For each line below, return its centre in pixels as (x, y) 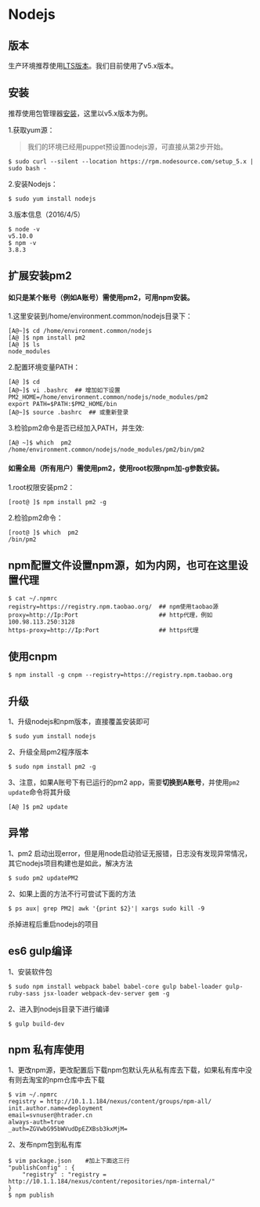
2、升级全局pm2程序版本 (48, 752)
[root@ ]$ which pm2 (43, 532)
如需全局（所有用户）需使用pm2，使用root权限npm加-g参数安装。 (116, 468)
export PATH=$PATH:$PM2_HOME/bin (63, 404)
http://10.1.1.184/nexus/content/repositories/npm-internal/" (112, 1182)
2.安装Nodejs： (33, 184)
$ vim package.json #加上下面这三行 (69, 1161)
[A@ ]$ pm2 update (38, 807)
